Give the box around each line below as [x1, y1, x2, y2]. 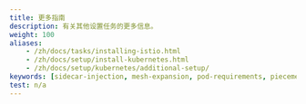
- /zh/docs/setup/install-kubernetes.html [25, 55, 189, 64]
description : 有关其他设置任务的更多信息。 [9, 22, 158, 31]
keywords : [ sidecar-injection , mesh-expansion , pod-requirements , [9, 72, 267, 81]
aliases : [9, 38, 43, 48]
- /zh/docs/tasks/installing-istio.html [25, 47, 181, 56]
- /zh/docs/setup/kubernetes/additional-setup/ [25, 64, 209, 73]
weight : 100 [9, 30, 55, 39]
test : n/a [9, 80, 47, 90]
